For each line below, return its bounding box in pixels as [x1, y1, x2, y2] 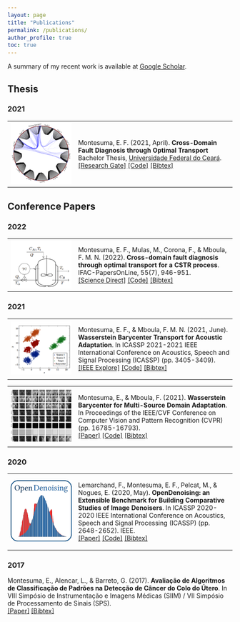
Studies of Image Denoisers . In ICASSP [78, 503, 196, 512]
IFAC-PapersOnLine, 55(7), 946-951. [78, 268, 191, 276]
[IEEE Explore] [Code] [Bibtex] [78, 363, 168, 372]
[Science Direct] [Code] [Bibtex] [78, 276, 174, 284]
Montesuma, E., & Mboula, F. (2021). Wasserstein [78, 393, 226, 401]
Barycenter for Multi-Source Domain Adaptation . [78, 401, 228, 409]
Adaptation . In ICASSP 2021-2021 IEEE [78, 341, 198, 349]
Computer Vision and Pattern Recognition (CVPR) [78, 416, 224, 424]
